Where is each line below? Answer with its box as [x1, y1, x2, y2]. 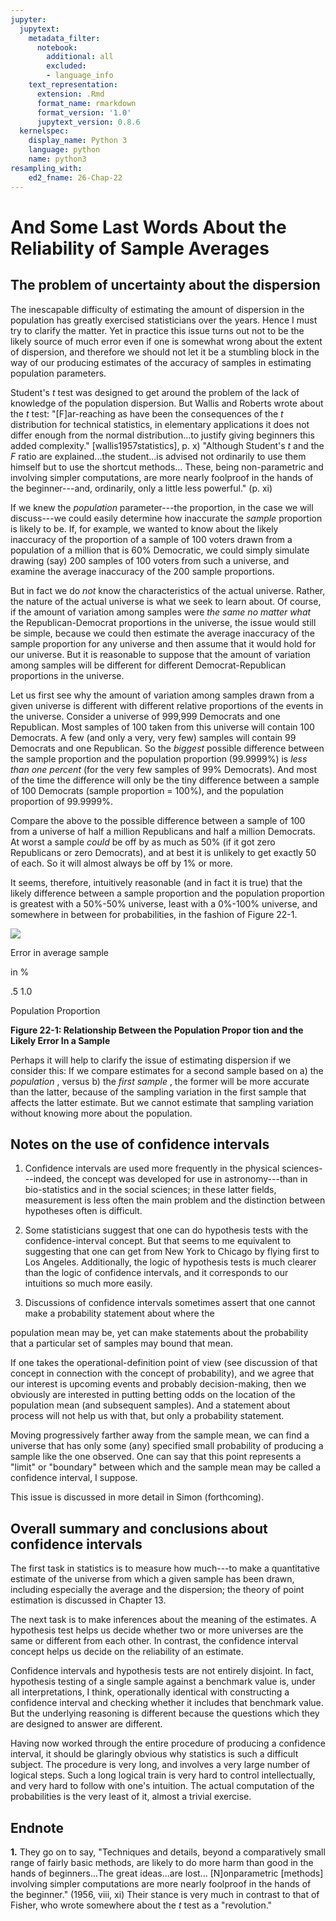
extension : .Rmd [36, 89, 105, 99]
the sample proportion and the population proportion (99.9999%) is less [10, 752, 308, 765]
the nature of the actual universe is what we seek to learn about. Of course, [10, 595, 322, 607]
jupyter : [10, 14, 47, 25]
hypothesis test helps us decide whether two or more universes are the [10, 1624, 304, 1636]
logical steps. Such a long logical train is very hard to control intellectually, [10, 1769, 316, 1781]
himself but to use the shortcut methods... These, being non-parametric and [10, 461, 324, 473]
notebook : [36, 42, 78, 53]
